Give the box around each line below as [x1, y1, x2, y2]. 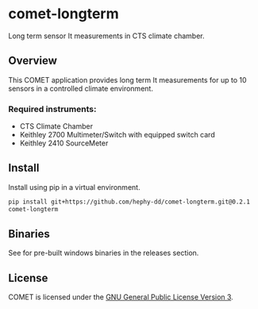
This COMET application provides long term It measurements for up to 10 [8, 75, 247, 84]
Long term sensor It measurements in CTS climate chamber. [8, 31, 205, 41]
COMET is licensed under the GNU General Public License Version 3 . [8, 292, 234, 302]
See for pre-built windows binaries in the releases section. [8, 248, 199, 258]
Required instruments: [8, 103, 97, 114]
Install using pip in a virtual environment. [8, 182, 141, 191]
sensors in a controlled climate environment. [8, 83, 153, 93]
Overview [8, 54, 58, 68]
